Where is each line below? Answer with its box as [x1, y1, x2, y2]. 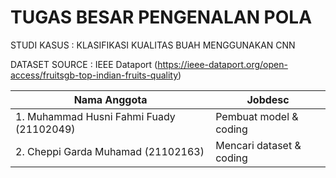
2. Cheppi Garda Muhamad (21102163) [15, 144, 205, 158]
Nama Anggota [73, 92, 148, 106]
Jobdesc [246, 92, 290, 106]
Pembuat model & [215, 109, 299, 123]
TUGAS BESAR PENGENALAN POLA [10, 6, 313, 29]
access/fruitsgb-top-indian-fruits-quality [10, 69, 179, 81]
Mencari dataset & [215, 138, 302, 152]
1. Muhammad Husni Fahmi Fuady [15, 109, 176, 123]
